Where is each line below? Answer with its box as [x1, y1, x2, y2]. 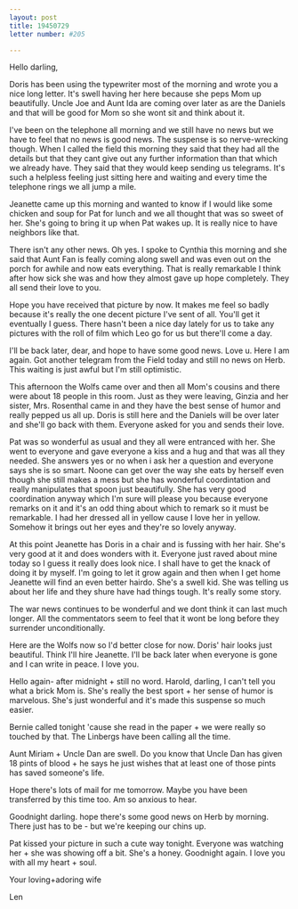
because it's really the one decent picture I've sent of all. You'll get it [9, 309, 261, 320]
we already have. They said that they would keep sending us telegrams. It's [9, 162, 286, 174]
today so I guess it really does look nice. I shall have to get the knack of [9, 558, 271, 569]
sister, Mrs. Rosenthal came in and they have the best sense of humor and [9, 400, 281, 411]
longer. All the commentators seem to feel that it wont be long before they [9, 613, 280, 624]
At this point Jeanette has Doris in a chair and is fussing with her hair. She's [9, 539, 286, 550]
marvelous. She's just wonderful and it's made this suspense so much [9, 695, 266, 706]
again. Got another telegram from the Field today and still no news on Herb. [9, 355, 286, 365]
